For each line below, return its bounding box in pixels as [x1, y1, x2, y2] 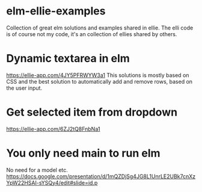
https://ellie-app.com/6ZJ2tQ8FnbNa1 [6, 125, 100, 132]
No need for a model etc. [6, 166, 68, 173]
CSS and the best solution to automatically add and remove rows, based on [6, 78, 193, 85]
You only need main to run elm [6, 146, 161, 160]
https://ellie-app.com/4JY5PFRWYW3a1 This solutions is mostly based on [6, 71, 189, 79]
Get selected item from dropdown [6, 105, 178, 119]
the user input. [6, 84, 43, 91]
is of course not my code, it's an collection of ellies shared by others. [6, 30, 177, 37]
